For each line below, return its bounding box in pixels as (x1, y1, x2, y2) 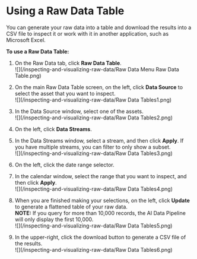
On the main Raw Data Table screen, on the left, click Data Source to (14, 83, 183, 90)
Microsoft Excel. (6, 36, 46, 43)
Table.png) (14, 72, 42, 79)
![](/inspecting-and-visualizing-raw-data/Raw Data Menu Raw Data (14, 65, 179, 72)
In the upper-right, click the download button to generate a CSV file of (14, 233, 186, 241)
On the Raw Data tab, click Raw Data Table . (14, 59, 122, 67)
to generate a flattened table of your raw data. (14, 203, 128, 210)
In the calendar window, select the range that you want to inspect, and (14, 172, 187, 179)
